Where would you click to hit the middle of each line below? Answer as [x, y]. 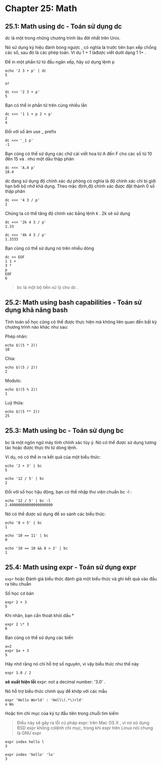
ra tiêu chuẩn [18, 584]
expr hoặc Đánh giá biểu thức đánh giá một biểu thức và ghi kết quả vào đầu [81, 579]
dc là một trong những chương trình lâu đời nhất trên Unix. [63, 38]
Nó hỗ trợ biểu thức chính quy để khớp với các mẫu [56, 691]
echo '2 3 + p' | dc [26, 71]
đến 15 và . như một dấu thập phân [39, 159]
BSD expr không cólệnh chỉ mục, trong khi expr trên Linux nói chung [85, 728]
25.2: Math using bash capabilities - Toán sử [74, 303]
